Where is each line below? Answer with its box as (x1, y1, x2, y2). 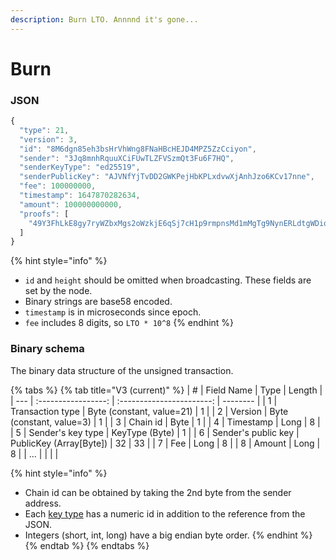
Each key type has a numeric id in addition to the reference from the (24, 507, 306, 520)
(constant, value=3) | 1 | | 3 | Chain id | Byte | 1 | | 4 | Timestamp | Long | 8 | (10, 416, 321, 428)
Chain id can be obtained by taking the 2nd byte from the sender (24, 486, 292, 498)
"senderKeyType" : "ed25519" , (19, 162, 141, 173)
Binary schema (10, 342, 85, 356)
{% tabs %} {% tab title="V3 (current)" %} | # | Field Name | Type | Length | (10, 384, 323, 396)
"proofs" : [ (19, 209, 70, 219)
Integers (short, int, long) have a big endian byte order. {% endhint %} (24, 529, 313, 541)
